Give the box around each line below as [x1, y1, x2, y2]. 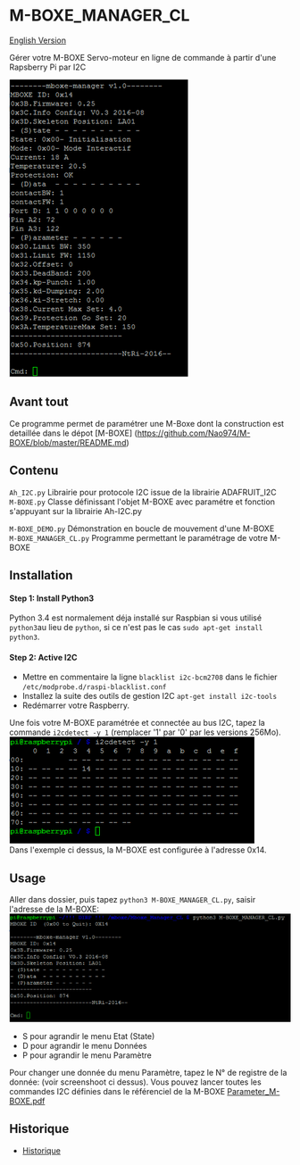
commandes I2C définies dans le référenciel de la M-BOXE [9, 1086, 226, 1097]
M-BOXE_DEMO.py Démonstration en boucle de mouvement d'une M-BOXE [9, 523, 275, 534]
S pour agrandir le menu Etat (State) [21, 1031, 155, 1042]
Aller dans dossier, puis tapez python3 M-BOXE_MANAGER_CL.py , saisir [9, 895, 256, 905]
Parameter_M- [227, 1086, 280, 1097]
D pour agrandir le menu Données [21, 1041, 147, 1052]
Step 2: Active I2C [9, 652, 78, 662]
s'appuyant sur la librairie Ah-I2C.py [9, 505, 143, 516]
